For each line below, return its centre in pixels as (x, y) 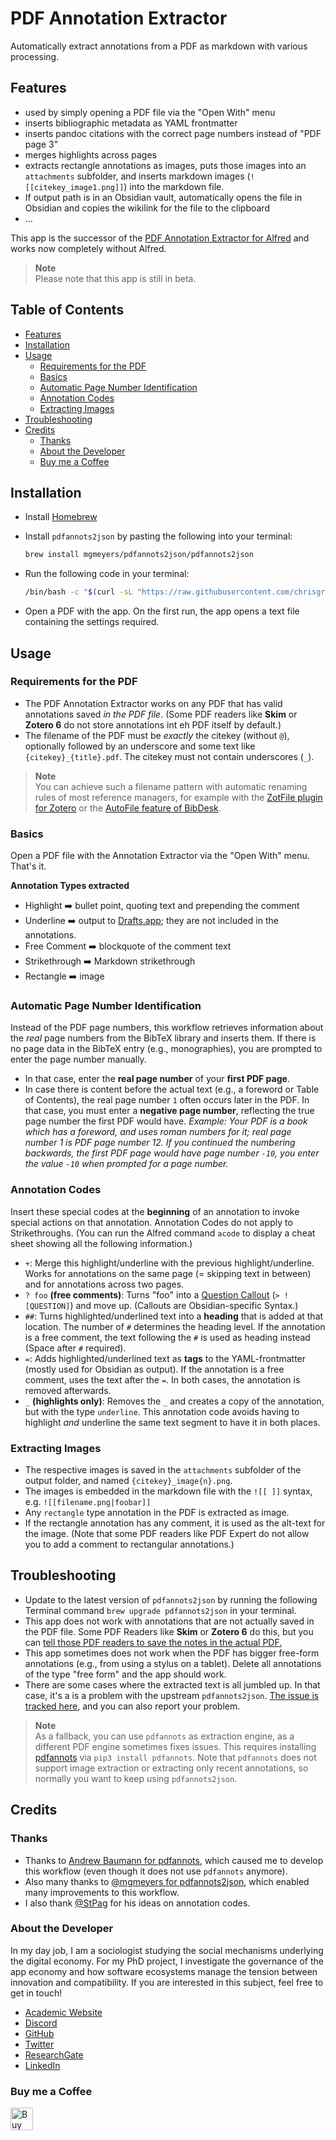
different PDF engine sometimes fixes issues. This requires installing (175, 1746)
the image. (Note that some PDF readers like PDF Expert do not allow (167, 1533)
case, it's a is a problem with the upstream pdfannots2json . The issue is (172, 1695)
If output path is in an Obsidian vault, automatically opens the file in (163, 197)
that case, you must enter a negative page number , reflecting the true (169, 1111)
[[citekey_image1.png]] (74, 187)
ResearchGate (54, 2054)
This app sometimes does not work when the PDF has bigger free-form (172, 1653)
